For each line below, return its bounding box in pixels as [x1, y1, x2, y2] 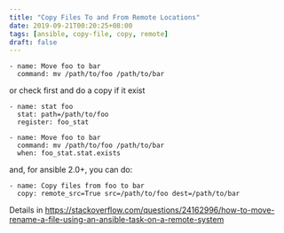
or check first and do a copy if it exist [9, 85, 146, 96]
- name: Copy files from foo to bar [9, 182, 145, 190]
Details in [9, 205, 43, 215]
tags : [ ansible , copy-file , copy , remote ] [9, 29, 169, 38]
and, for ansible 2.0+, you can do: [9, 165, 133, 175]
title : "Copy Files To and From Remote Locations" [9, 12, 201, 22]
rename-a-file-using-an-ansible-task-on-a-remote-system [9, 214, 225, 225]
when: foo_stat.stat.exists [17, 149, 122, 158]
